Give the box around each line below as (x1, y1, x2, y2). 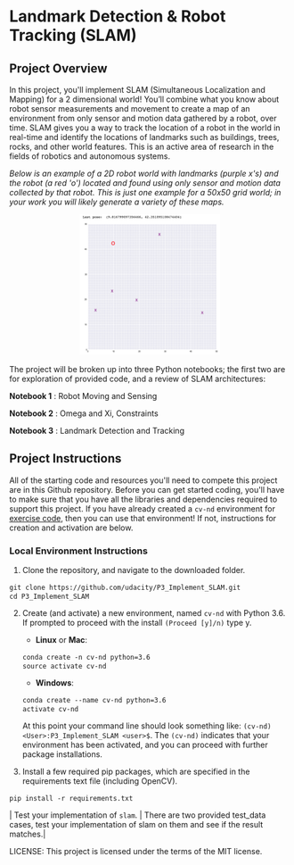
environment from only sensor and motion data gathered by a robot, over (9, 113, 277, 123)
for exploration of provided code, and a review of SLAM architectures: (9, 373, 266, 384)
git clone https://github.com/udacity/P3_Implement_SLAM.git (9, 583, 241, 593)
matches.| (9, 828, 46, 840)
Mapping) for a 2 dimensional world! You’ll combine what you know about (9, 94, 280, 104)
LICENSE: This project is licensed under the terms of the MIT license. (9, 846, 263, 857)
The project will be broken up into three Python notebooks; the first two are (9, 364, 286, 374)
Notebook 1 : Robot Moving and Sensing (9, 391, 158, 401)
